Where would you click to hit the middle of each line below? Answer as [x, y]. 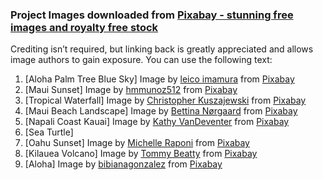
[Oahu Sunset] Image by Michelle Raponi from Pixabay [137, 143]
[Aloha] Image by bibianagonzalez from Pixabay [123, 164]
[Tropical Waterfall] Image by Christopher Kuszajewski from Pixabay [165, 100]
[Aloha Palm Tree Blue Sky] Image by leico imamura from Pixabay [159, 79]
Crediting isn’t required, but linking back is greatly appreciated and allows [162, 49]
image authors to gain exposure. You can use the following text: [141, 60]
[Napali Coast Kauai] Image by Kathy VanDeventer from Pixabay [157, 122]
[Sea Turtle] [49, 132]
